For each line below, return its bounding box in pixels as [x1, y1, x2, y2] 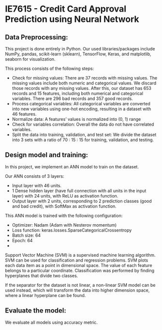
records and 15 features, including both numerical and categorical [12, 91, 144, 96]
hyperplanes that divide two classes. [5, 273, 78, 279]
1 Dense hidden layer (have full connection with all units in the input [12, 188, 147, 194]
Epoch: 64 [12, 237, 33, 243]
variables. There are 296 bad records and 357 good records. [12, 96, 133, 101]
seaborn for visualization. [5, 56, 56, 62]
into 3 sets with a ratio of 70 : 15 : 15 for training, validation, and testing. [12, 137, 154, 143]
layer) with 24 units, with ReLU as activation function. [12, 193, 118, 198]
